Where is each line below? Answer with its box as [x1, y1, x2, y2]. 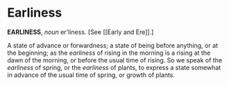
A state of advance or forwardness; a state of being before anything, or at [7, 41, 219, 49]
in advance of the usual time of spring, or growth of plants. [7, 71, 176, 79]
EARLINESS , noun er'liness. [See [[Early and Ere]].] [7, 28, 154, 36]
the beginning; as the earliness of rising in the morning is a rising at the [7, 49, 211, 57]
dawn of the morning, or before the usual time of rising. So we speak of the [7, 55, 223, 64]
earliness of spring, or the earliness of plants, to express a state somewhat [7, 63, 221, 71]
